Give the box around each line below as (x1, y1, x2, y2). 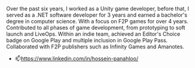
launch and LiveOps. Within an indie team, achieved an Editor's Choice (6, 30, 181, 38)
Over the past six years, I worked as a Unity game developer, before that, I (6, 5, 190, 12)
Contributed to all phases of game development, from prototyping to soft (6, 24, 185, 31)
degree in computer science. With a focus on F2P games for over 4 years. (6, 18, 188, 24)
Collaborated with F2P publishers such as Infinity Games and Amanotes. (6, 43, 184, 50)
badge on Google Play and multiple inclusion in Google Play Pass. (6, 37, 168, 44)
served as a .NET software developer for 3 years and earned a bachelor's (6, 11, 187, 18)
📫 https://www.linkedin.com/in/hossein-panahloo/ (14, 55, 139, 62)
